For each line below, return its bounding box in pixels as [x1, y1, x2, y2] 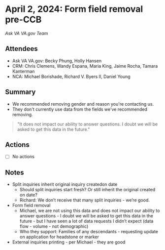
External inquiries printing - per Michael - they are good [12, 239, 126, 245]
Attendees [5, 44, 38, 53]
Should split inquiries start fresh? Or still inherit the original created [19, 187, 156, 193]
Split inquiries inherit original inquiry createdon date [12, 181, 118, 187]
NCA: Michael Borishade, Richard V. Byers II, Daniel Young [12, 73, 131, 80]
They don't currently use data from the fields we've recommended [12, 106, 148, 112]
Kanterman [12, 68, 35, 74]
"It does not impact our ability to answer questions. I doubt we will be [17, 121, 158, 127]
